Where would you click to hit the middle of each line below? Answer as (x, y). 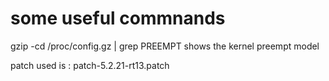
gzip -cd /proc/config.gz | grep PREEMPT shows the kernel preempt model (165, 46)
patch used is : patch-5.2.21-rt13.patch (90, 65)
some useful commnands (118, 18)
